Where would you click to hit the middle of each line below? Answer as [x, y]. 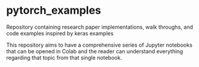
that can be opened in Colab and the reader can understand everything [95, 51]
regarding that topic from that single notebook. [64, 57]
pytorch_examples [54, 10]
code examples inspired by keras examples [60, 33]
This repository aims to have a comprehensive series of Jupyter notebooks [99, 45]
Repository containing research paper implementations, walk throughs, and [100, 27]
